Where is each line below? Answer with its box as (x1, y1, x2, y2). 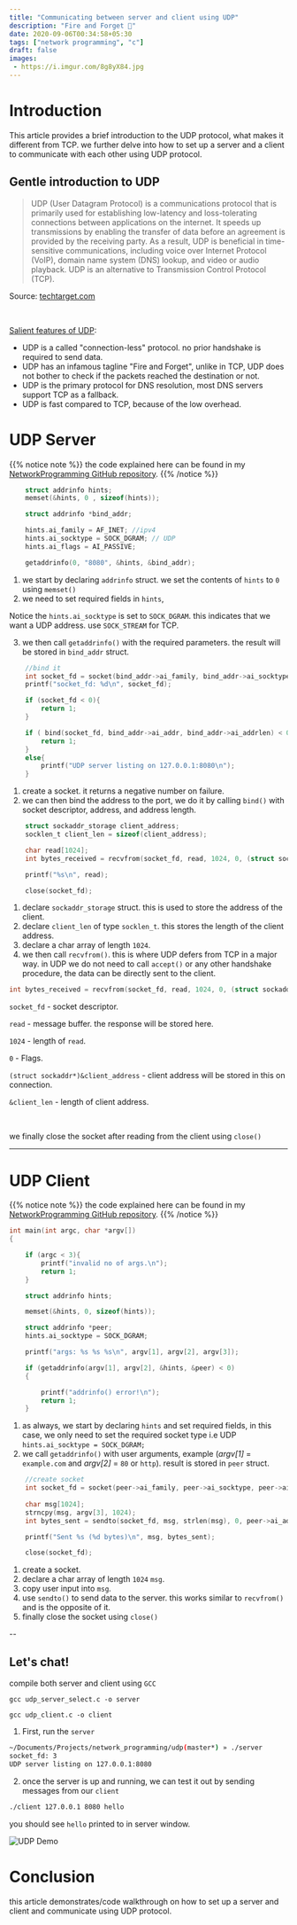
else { (25, 753, 46, 763)
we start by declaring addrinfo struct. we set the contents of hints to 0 (21, 574, 280, 585)
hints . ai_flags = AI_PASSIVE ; (25, 542, 137, 551)
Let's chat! (9, 1655, 70, 1670)
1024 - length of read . (9, 1036, 87, 1046)
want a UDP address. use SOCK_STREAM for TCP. (9, 620, 179, 630)
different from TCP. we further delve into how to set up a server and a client (9, 139, 285, 150)
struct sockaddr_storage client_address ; (25, 822, 179, 831)
